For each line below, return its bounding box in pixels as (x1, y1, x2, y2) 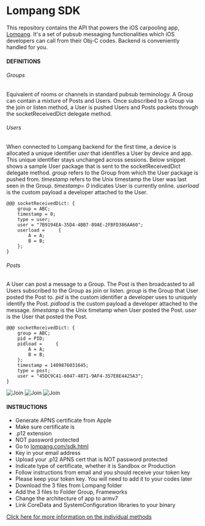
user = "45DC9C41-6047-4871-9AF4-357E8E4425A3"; (17, 373, 144, 380)
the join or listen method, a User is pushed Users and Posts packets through (6, 103, 198, 111)
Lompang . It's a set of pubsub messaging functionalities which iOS (6, 30, 175, 37)
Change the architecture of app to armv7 (15, 495, 118, 502)
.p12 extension (15, 430, 52, 437)
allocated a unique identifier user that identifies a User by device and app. (6, 149, 193, 157)
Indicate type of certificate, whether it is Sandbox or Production (15, 462, 176, 470)
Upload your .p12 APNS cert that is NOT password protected (15, 456, 168, 463)
